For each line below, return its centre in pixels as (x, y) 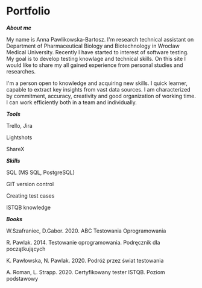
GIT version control (30, 184)
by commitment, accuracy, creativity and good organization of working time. (101, 96)
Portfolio (28, 11)
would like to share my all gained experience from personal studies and (95, 65)
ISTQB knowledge (29, 207)
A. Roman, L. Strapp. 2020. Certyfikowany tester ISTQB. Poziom (86, 272)
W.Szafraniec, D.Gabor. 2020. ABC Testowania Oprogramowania (86, 231)
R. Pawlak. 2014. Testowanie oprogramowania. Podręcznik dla (83, 242)
